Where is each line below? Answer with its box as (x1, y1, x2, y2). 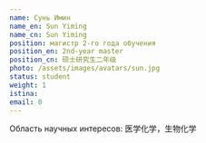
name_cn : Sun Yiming (9, 30, 88, 39)
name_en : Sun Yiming (9, 22, 88, 31)
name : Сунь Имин (9, 13, 71, 23)
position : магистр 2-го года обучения (9, 38, 156, 48)
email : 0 (9, 97, 43, 107)
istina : (9, 89, 39, 98)
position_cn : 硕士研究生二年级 (9, 55, 117, 64)
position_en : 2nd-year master (9, 47, 124, 56)
